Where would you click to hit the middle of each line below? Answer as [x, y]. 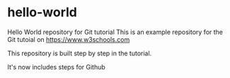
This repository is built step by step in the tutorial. [80, 53]
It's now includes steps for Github [57, 67]
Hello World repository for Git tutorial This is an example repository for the [115, 32]
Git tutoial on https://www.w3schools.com [69, 39]
